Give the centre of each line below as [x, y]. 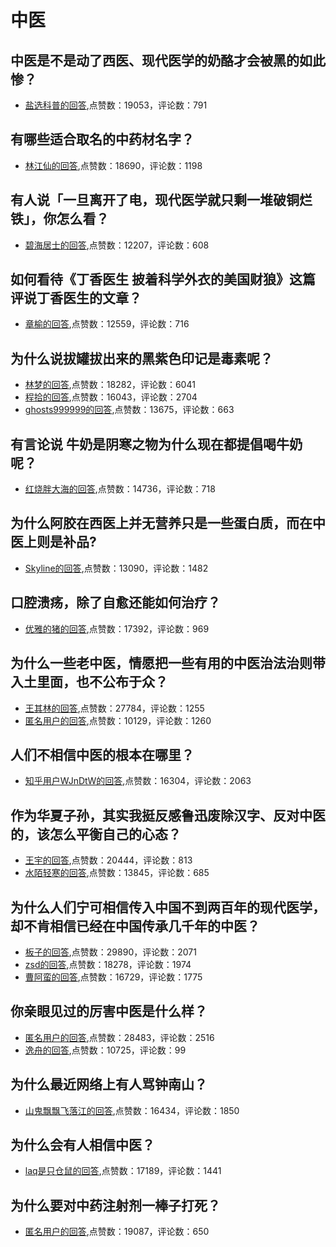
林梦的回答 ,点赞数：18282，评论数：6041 [110, 385]
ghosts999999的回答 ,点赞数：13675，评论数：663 [129, 410]
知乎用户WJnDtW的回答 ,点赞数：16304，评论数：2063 [138, 781]
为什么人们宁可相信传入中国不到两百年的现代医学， [168, 907]
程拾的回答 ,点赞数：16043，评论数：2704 [111, 397]
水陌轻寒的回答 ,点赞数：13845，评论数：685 [117, 873]
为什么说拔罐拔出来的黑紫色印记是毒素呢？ [141, 358]
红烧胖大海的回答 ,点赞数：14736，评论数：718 [120, 489]
